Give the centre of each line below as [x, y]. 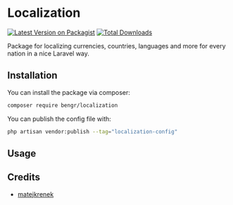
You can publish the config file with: [59, 119]
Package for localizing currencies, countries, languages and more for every [117, 46]
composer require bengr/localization [63, 105]
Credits [24, 177]
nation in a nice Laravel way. [49, 53]
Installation [32, 75]
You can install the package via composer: [69, 92]
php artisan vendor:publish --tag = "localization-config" [93, 131]
